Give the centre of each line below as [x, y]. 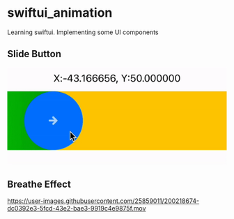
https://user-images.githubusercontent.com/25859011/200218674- [103, 201]
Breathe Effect [39, 184]
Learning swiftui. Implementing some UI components [83, 32]
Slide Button [34, 54]
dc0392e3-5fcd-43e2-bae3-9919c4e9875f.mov [77, 208]
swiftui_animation [60, 13]
